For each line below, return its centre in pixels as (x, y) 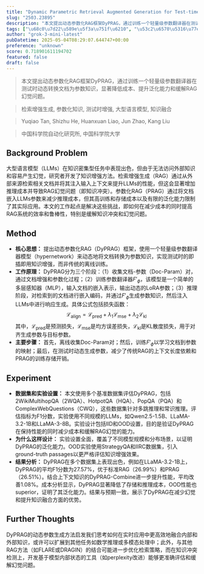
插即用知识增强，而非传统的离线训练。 (63, 264)
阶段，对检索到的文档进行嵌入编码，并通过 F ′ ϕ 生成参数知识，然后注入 (101, 296)
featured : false (27, 57)
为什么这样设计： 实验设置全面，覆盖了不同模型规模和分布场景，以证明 (104, 439)
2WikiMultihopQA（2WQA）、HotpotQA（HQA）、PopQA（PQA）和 (98, 401)
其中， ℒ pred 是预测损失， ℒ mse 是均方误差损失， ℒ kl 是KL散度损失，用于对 (105, 327)
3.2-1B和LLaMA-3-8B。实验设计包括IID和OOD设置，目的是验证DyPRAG (104, 423)
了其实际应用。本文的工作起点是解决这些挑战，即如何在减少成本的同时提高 (99, 207)
